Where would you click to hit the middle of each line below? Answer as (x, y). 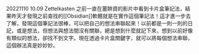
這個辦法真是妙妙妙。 (32, 45)
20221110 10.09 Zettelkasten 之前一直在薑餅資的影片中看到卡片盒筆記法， (96, 9)
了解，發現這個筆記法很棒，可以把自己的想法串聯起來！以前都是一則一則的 (97, 23)
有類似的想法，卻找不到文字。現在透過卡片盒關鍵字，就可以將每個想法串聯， (99, 38)
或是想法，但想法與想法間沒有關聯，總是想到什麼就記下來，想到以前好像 (105, 31)
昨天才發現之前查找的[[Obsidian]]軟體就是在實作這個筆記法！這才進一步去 (101, 16)
